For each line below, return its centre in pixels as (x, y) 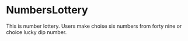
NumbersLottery (47, 10)
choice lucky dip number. (36, 32)
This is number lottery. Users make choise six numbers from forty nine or (94, 26)
